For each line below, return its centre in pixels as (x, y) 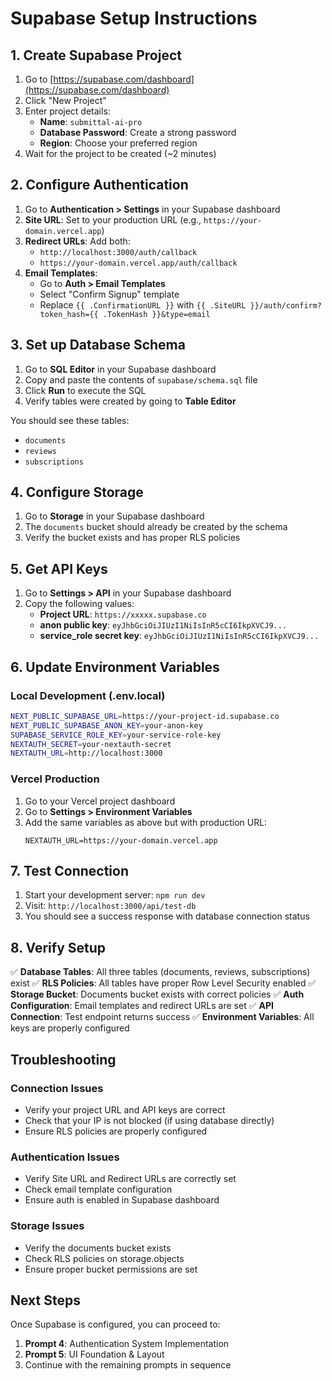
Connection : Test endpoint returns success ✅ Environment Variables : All (162, 1017)
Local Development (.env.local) (88, 695)
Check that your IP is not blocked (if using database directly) (149, 1120)
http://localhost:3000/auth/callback (118, 252)
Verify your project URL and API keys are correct (125, 1109)
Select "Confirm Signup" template (109, 294)
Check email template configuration (98, 1189)
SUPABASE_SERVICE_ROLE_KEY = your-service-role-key (116, 735)
